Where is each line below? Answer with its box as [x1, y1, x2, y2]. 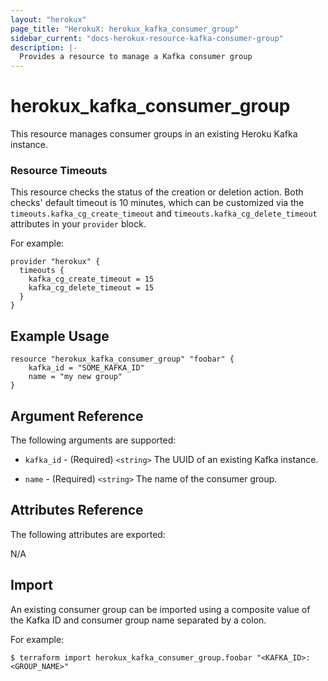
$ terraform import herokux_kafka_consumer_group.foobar [10, 652, 253, 663]
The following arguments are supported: [10, 434, 177, 446]
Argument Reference [10, 407, 144, 425]
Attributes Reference [10, 502, 144, 519]
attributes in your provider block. [10, 218, 147, 230]
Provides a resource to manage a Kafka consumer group [19, 52, 253, 62]
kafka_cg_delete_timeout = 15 [28, 283, 155, 293]
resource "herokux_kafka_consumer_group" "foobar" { [10, 354, 235, 365]
